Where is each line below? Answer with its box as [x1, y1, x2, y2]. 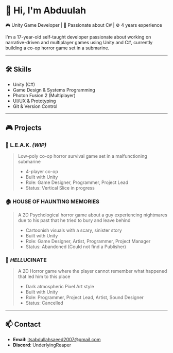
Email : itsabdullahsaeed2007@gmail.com [12, 336, 101, 342]
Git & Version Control [12, 103, 58, 109]
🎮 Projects [5, 123, 42, 133]
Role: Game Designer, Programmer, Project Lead [25, 179, 129, 185]
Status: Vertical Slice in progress [25, 185, 95, 191]
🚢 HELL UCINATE [5, 256, 47, 264]
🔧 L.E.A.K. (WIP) [5, 141, 47, 148]
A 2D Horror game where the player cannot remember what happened [18, 268, 167, 274]
